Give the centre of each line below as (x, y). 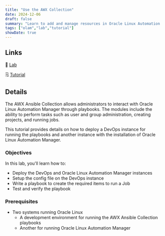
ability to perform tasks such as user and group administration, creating (78, 114)
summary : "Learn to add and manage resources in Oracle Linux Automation (83, 24)
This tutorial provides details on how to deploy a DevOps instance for (75, 129)
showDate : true (21, 33)
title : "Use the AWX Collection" (40, 10)
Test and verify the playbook (41, 189)
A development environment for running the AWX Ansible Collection (89, 218)
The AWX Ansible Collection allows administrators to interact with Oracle (79, 104)
